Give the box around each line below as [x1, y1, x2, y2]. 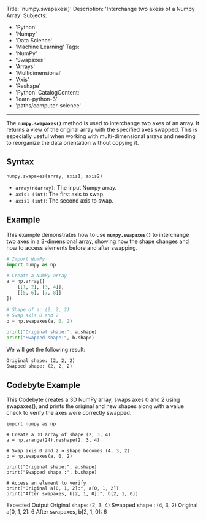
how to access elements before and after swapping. [6, 244, 138, 251]
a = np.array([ [6, 279, 45, 285]
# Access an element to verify [6, 480, 86, 486]
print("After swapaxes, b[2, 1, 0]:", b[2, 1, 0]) [6, 490, 139, 496]
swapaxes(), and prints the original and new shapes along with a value [6, 402, 185, 410]
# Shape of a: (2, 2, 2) [6, 306, 70, 312]
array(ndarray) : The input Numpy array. [15, 183, 117, 191]
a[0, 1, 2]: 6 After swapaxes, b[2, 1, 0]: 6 [6, 507, 107, 515]
